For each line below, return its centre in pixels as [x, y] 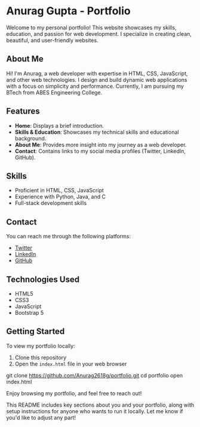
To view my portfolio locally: [41, 346]
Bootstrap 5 [29, 313]
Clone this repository [41, 357]
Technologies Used [43, 279]
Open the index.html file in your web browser [71, 364]
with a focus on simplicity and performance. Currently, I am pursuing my [95, 86]
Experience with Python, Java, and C [60, 197]
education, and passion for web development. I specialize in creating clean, [99, 33]
